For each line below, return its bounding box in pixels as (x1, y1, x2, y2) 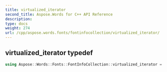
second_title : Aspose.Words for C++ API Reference (5, 12, 113, 17)
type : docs (5, 21, 28, 26)
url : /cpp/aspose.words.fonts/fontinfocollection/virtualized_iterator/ (5, 30, 160, 35)
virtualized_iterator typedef (5, 49, 93, 57)
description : (5, 16, 32, 21)
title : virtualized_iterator (5, 7, 66, 12)
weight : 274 (5, 26, 30, 31)
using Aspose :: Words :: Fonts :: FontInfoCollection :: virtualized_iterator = (5, 62, 162, 67)
